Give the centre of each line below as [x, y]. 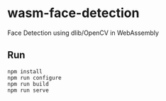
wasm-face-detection [73, 13]
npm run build [28, 84]
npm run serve [28, 90]
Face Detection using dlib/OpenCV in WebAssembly [83, 33]
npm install [25, 71]
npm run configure [34, 78]
